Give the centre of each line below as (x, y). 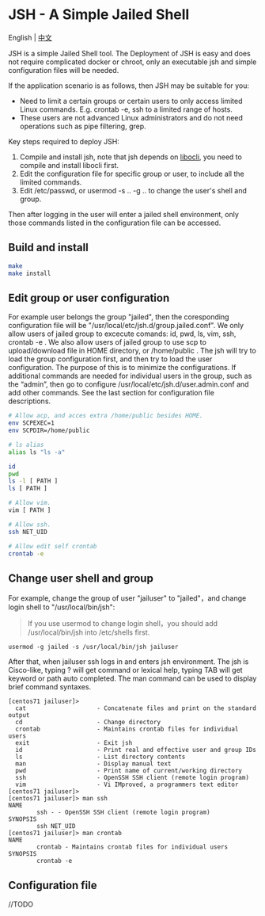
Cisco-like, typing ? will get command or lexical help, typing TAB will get (125, 670)
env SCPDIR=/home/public (49, 431)
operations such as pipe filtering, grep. (83, 126)
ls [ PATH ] (28, 489)
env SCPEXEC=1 (32, 423)
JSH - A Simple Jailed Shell (99, 15)
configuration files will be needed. (64, 70)
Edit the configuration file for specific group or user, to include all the (132, 174)
